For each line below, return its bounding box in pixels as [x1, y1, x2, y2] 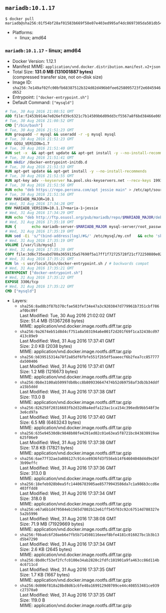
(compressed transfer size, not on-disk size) [12, 74, 103, 80]
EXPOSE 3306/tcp [5, 279, 39, 284]
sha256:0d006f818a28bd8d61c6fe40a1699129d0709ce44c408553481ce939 [19, 583, 160, 588]
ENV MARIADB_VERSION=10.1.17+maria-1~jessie [5, 206, 98, 211]
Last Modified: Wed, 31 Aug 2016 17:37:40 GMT [19, 414, 117, 420]
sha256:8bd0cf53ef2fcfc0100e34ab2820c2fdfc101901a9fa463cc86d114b [19, 558, 160, 563]
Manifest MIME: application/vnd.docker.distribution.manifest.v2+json [12, 63, 161, 69]
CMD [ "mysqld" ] [5, 289, 37, 294]
